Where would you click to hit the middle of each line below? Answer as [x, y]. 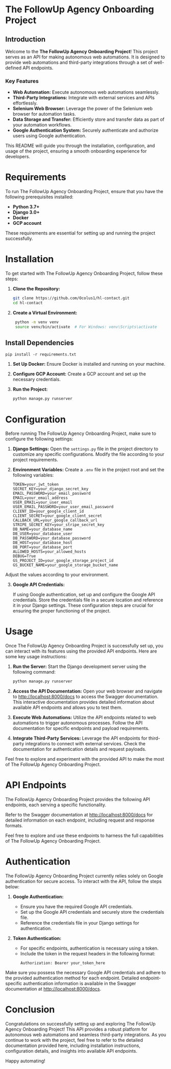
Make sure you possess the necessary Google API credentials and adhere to [86, 972]
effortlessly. [25, 103]
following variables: [33, 475]
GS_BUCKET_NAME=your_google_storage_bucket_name [65, 565]
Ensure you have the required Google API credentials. [77, 906]
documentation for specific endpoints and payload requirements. [81, 728]
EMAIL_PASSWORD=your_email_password [52, 494]
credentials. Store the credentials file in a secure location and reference [88, 600]
